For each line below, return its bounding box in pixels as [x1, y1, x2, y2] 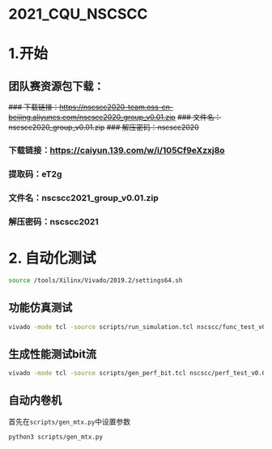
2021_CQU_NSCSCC [8, 5, 148, 24]
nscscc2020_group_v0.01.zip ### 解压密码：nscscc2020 [8, 122, 200, 132]
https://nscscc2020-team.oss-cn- [59, 102, 174, 112]
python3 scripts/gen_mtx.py [8, 433, 104, 441]
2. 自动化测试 [8, 249, 96, 267]
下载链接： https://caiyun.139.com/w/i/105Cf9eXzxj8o [8, 145, 225, 156]
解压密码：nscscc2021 [8, 216, 99, 227]
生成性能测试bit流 [8, 347, 97, 361]
